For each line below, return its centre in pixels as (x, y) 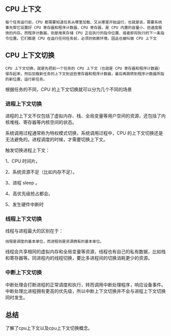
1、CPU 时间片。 (23, 161)
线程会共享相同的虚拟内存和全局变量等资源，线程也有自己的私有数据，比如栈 (85, 252)
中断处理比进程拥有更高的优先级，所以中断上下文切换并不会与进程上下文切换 (85, 291)
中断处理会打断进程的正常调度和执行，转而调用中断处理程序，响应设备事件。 (85, 285)
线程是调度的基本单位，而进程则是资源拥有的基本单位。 (55, 242)
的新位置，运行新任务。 (26, 79)
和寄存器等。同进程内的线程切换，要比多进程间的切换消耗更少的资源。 (79, 258)
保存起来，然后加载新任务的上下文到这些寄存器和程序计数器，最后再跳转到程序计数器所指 (85, 74)
